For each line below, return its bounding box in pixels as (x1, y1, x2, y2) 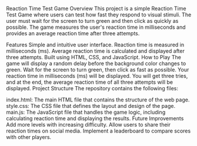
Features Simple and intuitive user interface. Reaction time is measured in (6, 41, 184, 48)
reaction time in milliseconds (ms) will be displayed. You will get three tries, (6, 73, 188, 79)
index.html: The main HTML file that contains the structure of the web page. (6, 96, 190, 103)
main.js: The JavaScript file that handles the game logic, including (6, 108, 166, 116)
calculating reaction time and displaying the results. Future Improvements (6, 115, 184, 122)
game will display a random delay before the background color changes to (6, 60, 186, 67)
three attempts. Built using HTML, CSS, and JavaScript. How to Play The (6, 54, 181, 60)
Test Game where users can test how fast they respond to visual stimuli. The (6, 11, 192, 18)
